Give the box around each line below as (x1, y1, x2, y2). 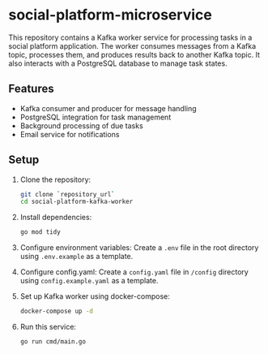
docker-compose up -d (19, 307, 93, 316)
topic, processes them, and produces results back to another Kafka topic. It (8, 50, 261, 59)
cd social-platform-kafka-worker (19, 197, 134, 206)
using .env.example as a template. (19, 252, 134, 261)
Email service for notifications (19, 129, 120, 139)
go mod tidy (19, 228, 61, 236)
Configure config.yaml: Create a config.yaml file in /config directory (19, 267, 249, 277)
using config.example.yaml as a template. (19, 276, 159, 286)
